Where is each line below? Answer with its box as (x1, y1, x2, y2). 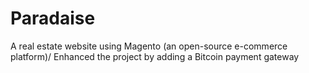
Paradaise (10, 7, 96, 30)
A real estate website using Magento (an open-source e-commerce (10, 40, 288, 52)
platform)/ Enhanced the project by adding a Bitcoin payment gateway (10, 50, 300, 62)
